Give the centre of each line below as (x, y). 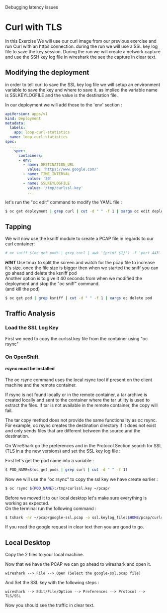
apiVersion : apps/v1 (27, 114)
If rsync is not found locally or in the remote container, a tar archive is (76, 395)
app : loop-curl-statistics (42, 132)
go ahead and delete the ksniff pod (41, 273)
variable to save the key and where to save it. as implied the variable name (81, 90)
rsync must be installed (30, 369)
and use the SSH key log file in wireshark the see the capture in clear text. (81, 57)
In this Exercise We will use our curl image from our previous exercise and (81, 41)
